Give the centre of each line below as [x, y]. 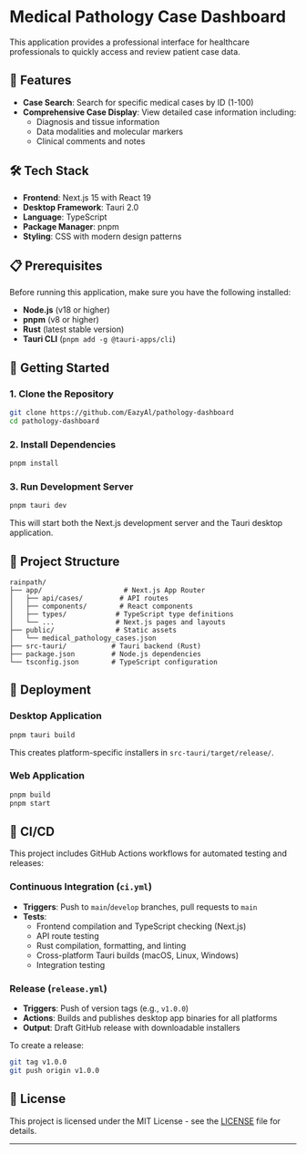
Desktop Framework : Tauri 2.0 [81, 207]
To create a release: [47, 1045]
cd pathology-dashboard [55, 421]
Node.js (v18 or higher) [66, 310]
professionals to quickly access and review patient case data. [125, 51]
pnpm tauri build [42, 735]
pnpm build [30, 795]
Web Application [47, 776]
